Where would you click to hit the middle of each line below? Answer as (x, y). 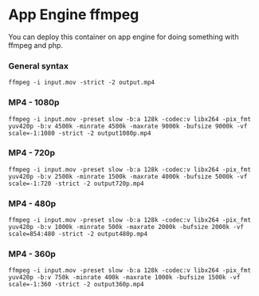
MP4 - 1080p (34, 103)
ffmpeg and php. (36, 45)
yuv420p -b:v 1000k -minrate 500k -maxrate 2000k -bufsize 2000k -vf (126, 227)
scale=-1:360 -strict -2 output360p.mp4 (77, 285)
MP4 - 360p (32, 255)
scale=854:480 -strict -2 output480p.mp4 (78, 234)
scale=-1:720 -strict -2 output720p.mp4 (77, 184)
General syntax (39, 65)
